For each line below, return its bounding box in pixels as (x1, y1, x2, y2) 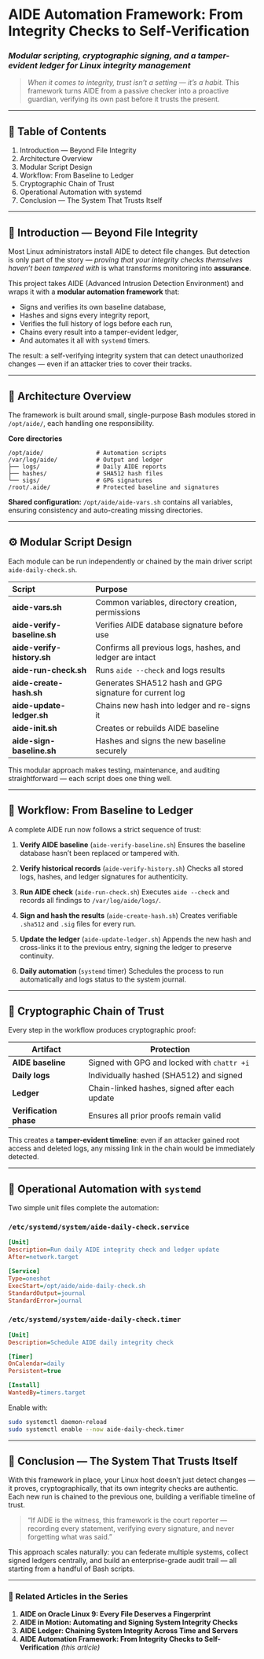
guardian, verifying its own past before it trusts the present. (27, 94, 220, 104)
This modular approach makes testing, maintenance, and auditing (8, 765, 220, 775)
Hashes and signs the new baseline (95, 735, 226, 746)
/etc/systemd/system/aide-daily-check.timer (8, 1315, 181, 1324)
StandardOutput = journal (8, 1289, 86, 1297)
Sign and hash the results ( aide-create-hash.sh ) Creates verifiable (19, 910, 238, 920)
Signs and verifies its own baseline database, (19, 303, 167, 312)
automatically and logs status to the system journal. (19, 974, 187, 984)
